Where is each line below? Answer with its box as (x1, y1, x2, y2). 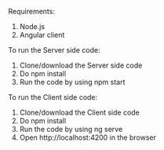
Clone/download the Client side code (19, 108, 140, 117)
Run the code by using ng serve (19, 125, 123, 134)
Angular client (19, 31, 65, 39)
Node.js (19, 22, 46, 31)
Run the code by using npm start (19, 78, 126, 86)
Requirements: (8, 7, 55, 16)
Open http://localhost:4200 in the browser (19, 133, 157, 142)
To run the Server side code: (8, 46, 100, 54)
